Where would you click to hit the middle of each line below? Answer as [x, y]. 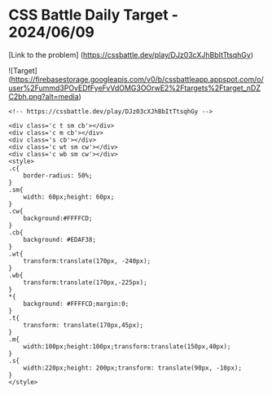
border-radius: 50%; [58, 175]
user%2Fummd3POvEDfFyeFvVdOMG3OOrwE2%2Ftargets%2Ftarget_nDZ [135, 88]
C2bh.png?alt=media [44, 96]
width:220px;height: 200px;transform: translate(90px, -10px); [133, 368]
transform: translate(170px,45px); [83, 325]
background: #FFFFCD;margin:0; [76, 304]
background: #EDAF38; [59, 239]
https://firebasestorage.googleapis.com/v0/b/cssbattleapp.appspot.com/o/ [137, 79]
